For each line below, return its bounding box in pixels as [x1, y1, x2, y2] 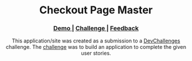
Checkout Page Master [39, 3, 153, 17]
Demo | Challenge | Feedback [53, 24, 139, 33]
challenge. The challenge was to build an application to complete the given [5, 44, 187, 51]
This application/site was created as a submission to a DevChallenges [12, 37, 180, 44]
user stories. [81, 50, 111, 57]
